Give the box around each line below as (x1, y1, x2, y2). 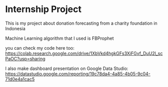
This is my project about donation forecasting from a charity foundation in (5, 20, 158, 26)
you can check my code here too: (5, 45, 75, 51)
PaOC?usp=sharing (5, 55, 46, 61)
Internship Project (5, 4, 82, 15)
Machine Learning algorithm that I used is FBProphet (5, 35, 114, 41)
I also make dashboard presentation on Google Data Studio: (5, 65, 129, 71)
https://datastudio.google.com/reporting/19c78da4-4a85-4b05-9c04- (5, 70, 151, 76)
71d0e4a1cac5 (5, 76, 35, 82)
